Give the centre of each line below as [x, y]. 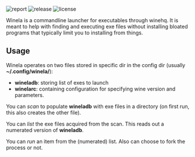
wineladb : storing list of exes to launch [61, 82]
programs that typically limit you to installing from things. [75, 33]
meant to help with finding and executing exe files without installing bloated [97, 27]
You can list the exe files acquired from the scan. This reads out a [85, 124]
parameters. [29, 95]
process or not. [24, 147]
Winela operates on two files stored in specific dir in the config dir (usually [96, 65]
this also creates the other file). [44, 112]
